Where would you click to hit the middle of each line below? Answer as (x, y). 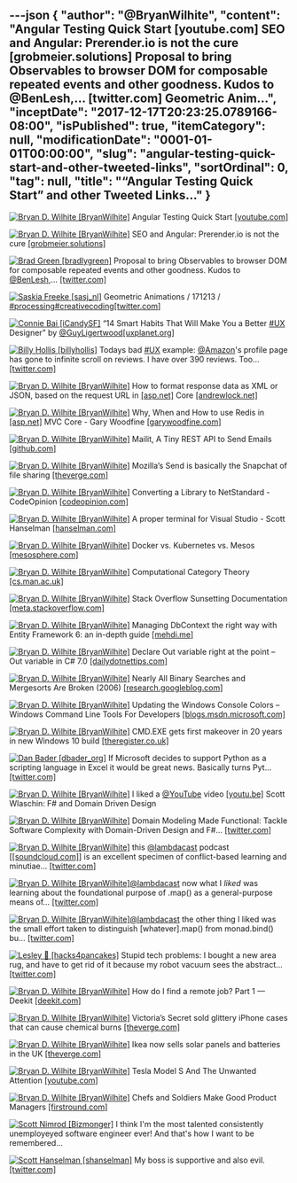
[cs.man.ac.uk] (36, 581)
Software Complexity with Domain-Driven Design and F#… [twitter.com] (141, 829)
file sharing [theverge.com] (59, 475)
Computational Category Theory (191, 572)
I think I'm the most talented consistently (190, 1124)
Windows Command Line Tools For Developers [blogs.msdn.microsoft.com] (148, 714)
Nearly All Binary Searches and (188, 678)
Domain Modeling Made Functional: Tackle (210, 821)
